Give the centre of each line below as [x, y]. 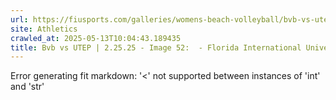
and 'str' [27, 87]
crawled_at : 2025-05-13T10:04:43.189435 [96, 38]
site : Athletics [44, 29]
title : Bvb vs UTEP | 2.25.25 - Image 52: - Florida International [156, 47]
